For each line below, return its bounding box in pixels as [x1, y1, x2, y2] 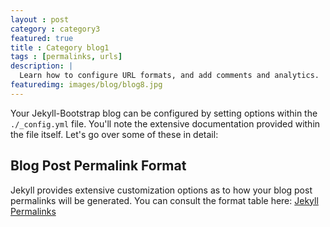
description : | [10, 61, 74, 71]
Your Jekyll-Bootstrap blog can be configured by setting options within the [10, 107, 318, 119]
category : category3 [10, 24, 101, 34]
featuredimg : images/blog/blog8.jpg [10, 80, 163, 90]
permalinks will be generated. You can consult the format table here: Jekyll [10, 194, 319, 206]
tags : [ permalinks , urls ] [10, 52, 123, 62]
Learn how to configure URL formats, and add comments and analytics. [19, 71, 320, 81]
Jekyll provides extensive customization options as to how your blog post [10, 184, 313, 196]
